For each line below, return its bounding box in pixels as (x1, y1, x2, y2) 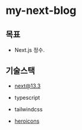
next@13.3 (14, 82, 41, 89)
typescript (14, 94, 40, 101)
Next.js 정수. (14, 47, 45, 53)
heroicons (14, 117, 40, 125)
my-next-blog (5, 4, 77, 18)
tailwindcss (14, 105, 43, 112)
